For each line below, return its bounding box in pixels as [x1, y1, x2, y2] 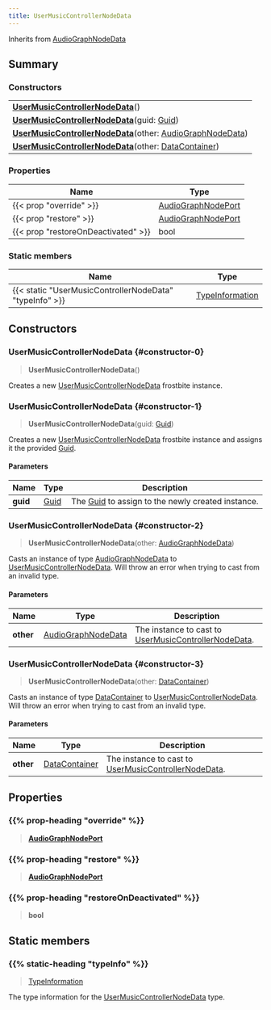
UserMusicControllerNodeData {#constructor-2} [8, 520, 204, 532]
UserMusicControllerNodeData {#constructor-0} [8, 347, 204, 358]
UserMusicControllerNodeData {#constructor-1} [8, 401, 202, 412]
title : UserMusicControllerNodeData [8, 11, 131, 20]
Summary [8, 57, 59, 71]
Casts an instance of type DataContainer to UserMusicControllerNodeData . [8, 692, 258, 701]
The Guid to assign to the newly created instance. [71, 496, 259, 507]
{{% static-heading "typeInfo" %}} [8, 958, 149, 970]
